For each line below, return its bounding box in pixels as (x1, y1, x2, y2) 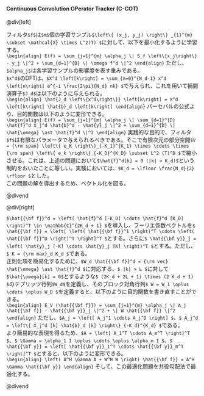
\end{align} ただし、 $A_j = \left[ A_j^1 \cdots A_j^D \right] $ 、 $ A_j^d (6, 314, 199, 322)
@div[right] (6, 204, 35, 211)
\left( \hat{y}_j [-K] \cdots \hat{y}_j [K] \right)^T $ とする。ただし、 (6, 242, 197, 250)
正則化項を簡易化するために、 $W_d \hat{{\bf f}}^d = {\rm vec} (6, 257, 169, 265)
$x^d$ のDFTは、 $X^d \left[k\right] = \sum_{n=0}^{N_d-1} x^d (6, 74, 167, 82)
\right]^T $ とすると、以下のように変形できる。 (6, 350, 127, 357)
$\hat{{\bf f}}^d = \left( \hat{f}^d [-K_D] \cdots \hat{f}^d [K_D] (6, 215, 184, 222)
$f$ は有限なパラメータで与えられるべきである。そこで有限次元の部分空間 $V (6, 136, 196, 143)
